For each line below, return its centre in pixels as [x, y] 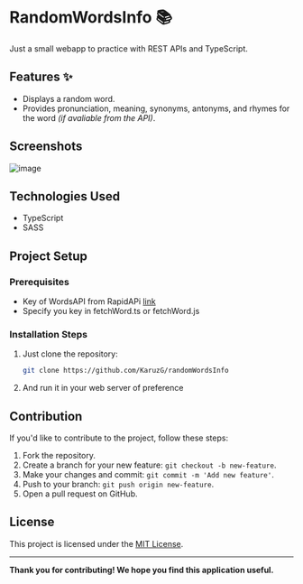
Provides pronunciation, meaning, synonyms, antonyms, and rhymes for [156, 108]
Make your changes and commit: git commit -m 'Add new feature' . [148, 475]
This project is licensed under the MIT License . [96, 543]
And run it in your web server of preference [103, 388]
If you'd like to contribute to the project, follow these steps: [119, 438]
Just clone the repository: [70, 354]
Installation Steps [49, 334]
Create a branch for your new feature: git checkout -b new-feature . [149, 465]
